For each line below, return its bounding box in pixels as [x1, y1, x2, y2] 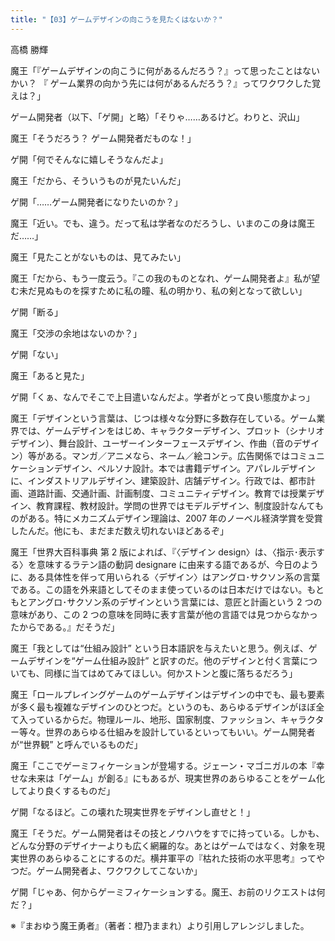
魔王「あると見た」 [10, 369, 90, 381]
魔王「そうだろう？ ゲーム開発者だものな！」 [10, 132, 197, 144]
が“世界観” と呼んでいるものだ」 [10, 738, 143, 750]
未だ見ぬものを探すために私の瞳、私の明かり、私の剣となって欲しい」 [18, 284, 308, 296]
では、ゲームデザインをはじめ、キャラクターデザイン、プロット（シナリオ [18, 424, 325, 436]
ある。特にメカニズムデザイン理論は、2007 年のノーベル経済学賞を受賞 [27, 512, 323, 524]
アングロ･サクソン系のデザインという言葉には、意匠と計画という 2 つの [27, 596, 323, 608]
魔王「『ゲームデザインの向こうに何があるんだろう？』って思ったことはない [10, 64, 321, 76]
